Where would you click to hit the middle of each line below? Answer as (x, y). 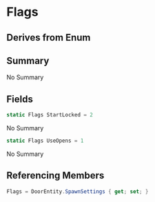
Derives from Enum (49, 38)
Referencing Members (55, 175)
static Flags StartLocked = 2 (50, 115)
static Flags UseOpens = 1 (45, 141)
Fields (20, 99)
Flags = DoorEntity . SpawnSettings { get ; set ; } (77, 191)
